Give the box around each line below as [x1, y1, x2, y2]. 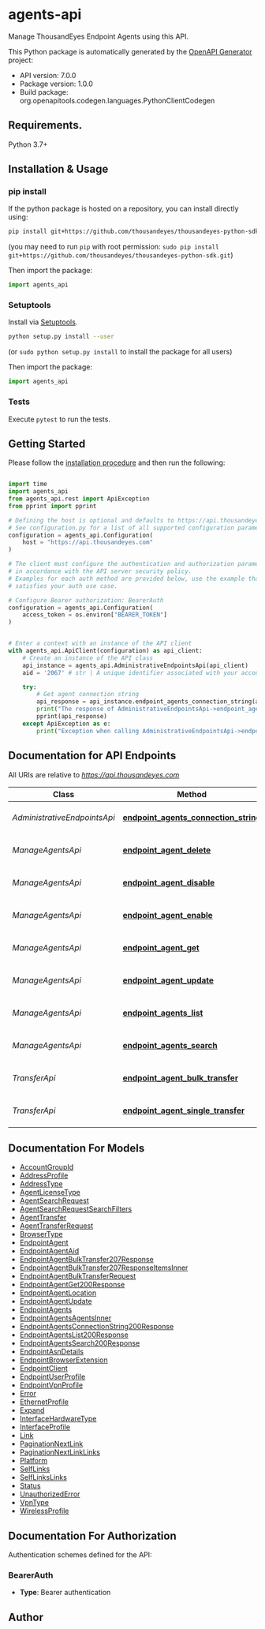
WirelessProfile [19, 1506, 69, 1516]
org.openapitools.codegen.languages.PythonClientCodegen [19, 95, 215, 105]
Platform [19, 1456, 48, 1466]
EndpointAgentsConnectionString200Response [19, 1322, 174, 1331]
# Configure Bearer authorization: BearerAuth [8, 596, 164, 605]
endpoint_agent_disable [122, 877, 215, 888]
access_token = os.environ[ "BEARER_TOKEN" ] [22, 611, 168, 619]
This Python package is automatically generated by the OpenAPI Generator [8, 47, 252, 56]
